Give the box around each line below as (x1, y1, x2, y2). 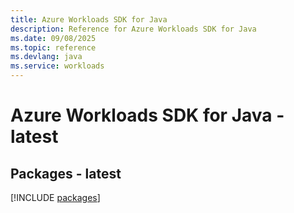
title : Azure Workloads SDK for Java (10, 14, 168, 25)
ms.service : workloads (10, 61, 105, 71)
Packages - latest (10, 165, 122, 182)
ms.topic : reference (10, 42, 97, 53)
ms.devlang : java (10, 52, 83, 62)
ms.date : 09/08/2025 (10, 33, 97, 43)
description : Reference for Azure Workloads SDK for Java (10, 24, 257, 34)
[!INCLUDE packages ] (10, 192, 101, 203)
